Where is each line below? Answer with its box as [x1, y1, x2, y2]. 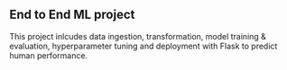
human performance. [9, 49, 88, 61]
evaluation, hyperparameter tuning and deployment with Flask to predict [9, 40, 278, 51]
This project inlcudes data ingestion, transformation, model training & [9, 31, 266, 41]
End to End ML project [9, 7, 135, 22]
